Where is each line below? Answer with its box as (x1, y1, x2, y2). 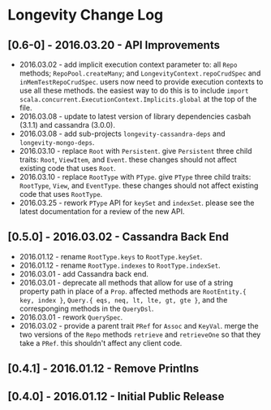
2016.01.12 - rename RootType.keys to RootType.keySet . (19, 251, 203, 261)
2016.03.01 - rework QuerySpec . (19, 312, 123, 322)
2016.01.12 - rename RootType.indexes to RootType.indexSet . (19, 260, 221, 270)
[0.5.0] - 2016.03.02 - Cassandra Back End (7, 230, 229, 244)
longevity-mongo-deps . (19, 137, 95, 147)
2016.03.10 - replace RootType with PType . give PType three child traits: (19, 172, 252, 181)
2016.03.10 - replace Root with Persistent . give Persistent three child (19, 146, 252, 155)
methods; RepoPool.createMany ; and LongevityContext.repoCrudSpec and (19, 68, 261, 78)
